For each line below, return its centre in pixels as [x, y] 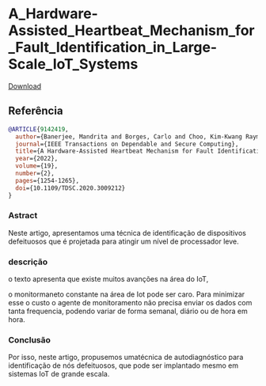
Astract [23, 216]
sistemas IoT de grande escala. [59, 374]
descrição [28, 262]
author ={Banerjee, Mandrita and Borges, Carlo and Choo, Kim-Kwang [129, 136]
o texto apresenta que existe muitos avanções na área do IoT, [108, 279]
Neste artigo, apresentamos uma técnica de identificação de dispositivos [127, 233]
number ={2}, [35, 173]
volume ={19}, [37, 166]
